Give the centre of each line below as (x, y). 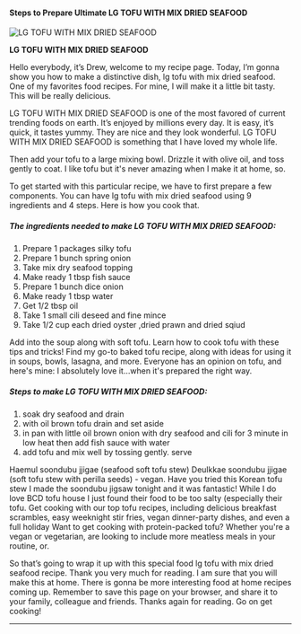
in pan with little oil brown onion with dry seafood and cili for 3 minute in (155, 433)
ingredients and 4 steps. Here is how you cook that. (104, 206)
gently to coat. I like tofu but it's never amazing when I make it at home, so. (148, 169)
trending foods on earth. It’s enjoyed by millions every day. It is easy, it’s (142, 123)
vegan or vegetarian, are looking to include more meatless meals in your (142, 537)
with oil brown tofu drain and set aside (93, 424)
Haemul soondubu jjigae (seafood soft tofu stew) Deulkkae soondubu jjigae (148, 470)
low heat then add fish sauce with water (96, 443)
